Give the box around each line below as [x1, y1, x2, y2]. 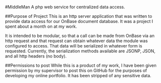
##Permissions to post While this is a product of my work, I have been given [5, 62, 157, 68]
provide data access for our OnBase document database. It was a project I [5, 19, 153, 24]
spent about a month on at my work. [5, 24, 77, 29]
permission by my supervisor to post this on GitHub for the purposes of [5, 68, 147, 73]
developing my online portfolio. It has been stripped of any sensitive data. [5, 73, 151, 78]
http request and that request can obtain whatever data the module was [5, 38, 148, 44]
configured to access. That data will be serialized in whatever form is [5, 43, 143, 48]
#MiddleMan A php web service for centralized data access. [5, 4, 125, 10]
